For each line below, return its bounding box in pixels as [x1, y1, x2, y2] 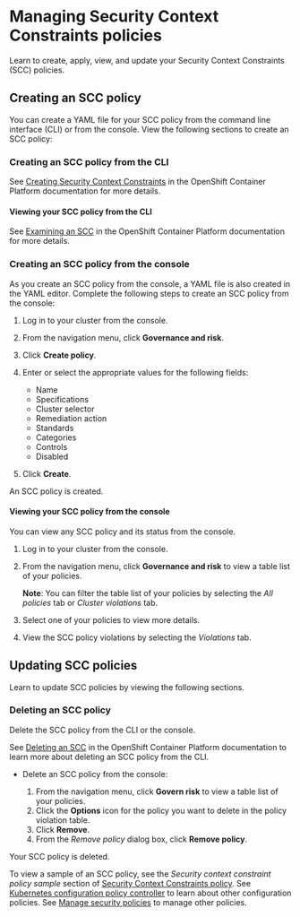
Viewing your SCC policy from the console [9, 506, 170, 517]
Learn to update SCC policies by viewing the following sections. [9, 681, 244, 692]
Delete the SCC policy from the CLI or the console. [9, 724, 196, 735]
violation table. [35, 814, 90, 826]
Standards [35, 422, 74, 433]
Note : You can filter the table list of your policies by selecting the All [21, 587, 273, 598]
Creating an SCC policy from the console [9, 258, 190, 271]
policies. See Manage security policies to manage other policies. [9, 896, 248, 907]
